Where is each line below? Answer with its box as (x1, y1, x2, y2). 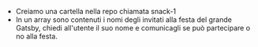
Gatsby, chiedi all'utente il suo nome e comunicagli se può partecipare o (15, 23, 251, 32)
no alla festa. (15, 31, 58, 41)
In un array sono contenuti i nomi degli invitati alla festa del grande (15, 15, 233, 24)
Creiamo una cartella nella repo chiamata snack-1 (15, 7, 177, 16)
